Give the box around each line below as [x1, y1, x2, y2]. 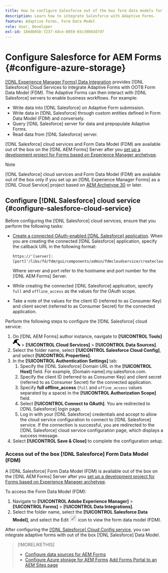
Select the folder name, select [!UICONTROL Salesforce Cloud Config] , [12, 347, 161, 353]
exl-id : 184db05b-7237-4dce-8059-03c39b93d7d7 [5, 29, 104, 35]
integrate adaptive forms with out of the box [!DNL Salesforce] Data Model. [5, 532, 160, 538]
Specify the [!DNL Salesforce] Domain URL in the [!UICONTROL [20, 363, 152, 369]
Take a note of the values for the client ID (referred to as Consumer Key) [12, 298, 162, 304]
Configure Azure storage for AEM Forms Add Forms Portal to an [25, 557, 157, 563]
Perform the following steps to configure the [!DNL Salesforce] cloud [5, 318, 147, 324]
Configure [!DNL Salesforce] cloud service [5, 197, 141, 205]
